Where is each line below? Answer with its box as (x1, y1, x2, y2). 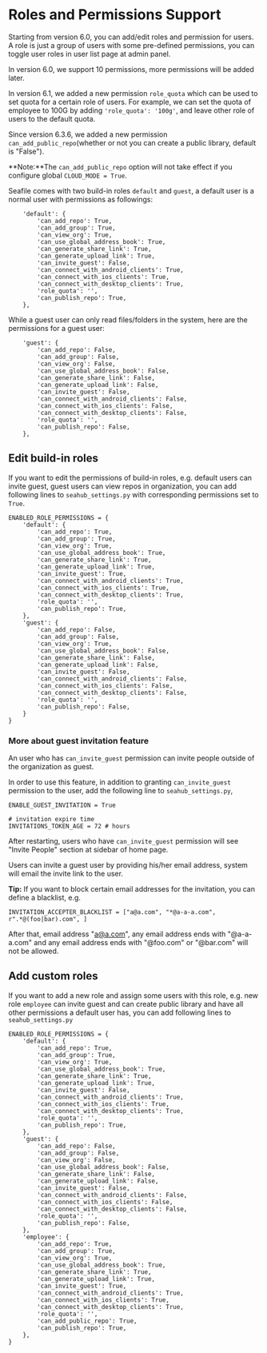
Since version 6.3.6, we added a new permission (8, 130, 168, 139)
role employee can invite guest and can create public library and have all (8, 999, 244, 1008)
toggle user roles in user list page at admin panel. (8, 49, 171, 58)
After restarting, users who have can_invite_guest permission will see (8, 836, 239, 846)
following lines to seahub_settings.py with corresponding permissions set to (8, 489, 259, 499)
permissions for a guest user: (8, 323, 106, 333)
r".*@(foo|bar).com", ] (8, 916, 88, 924)
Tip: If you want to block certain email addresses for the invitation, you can (8, 884, 256, 894)
